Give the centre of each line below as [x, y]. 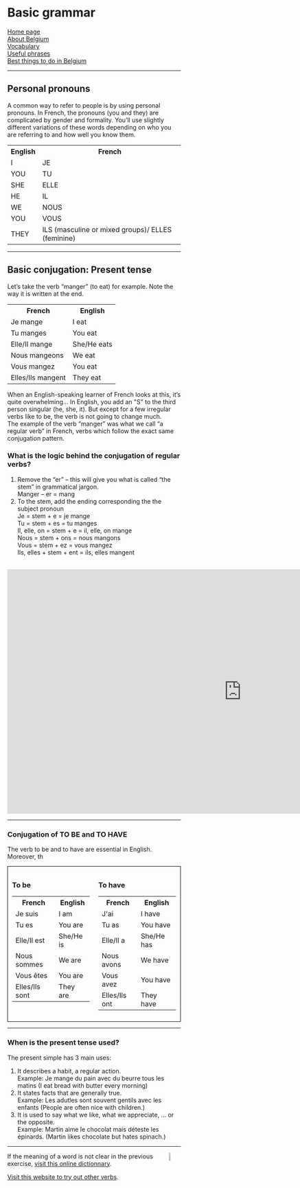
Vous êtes [32, 976]
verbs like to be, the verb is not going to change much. [84, 416]
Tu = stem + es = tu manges [57, 523]
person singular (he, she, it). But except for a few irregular [89, 409]
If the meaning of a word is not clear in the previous [80, 1156]
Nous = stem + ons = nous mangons [69, 537]
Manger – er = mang [46, 494]
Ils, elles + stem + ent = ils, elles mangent [76, 552]
